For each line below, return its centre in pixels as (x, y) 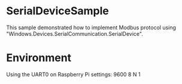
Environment (39, 58)
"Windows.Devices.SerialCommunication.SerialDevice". (75, 33)
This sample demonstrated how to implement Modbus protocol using (91, 27)
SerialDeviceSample (57, 11)
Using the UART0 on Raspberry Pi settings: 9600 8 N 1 (73, 74)
